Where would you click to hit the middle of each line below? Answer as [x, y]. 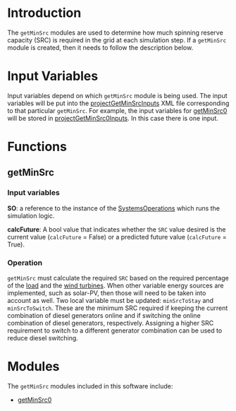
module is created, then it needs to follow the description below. [100, 47]
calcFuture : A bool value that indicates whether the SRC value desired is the [117, 229]
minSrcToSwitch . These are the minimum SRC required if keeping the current [118, 308]
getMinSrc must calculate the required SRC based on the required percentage [118, 278]
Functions [37, 147]
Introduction [44, 13]
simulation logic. [31, 215]
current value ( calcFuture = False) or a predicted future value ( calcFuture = [117, 237]
